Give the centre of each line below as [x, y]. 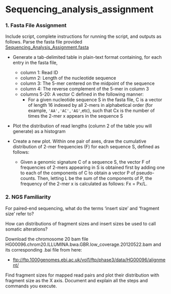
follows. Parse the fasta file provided [44, 42]
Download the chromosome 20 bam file [47, 239]
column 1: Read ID [39, 73]
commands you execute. [31, 286]
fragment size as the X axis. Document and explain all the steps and [77, 280]
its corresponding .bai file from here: [44, 250]
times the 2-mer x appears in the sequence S [76, 116]
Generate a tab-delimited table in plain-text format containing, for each [87, 57]
